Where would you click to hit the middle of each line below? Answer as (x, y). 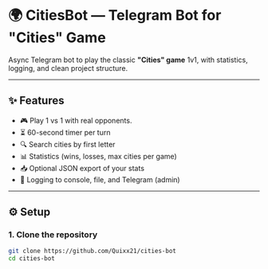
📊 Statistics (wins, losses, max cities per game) (98, 156)
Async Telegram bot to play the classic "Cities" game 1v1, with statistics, (128, 60)
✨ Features (36, 101)
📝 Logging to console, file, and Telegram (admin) (100, 179)
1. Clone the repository (53, 235)
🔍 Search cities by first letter (67, 144)
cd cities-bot (32, 259)
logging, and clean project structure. (68, 68)
